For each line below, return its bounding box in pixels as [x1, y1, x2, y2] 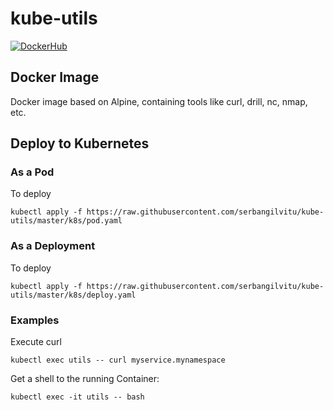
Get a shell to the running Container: [10, 373, 160, 385]
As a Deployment [10, 239, 96, 253]
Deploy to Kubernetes [10, 135, 150, 152]
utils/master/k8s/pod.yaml [10, 216, 123, 226]
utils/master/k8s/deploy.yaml [10, 290, 137, 300]
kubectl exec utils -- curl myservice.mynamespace [10, 355, 226, 366]
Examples [10, 313, 60, 327]
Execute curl [10, 336, 62, 348]
